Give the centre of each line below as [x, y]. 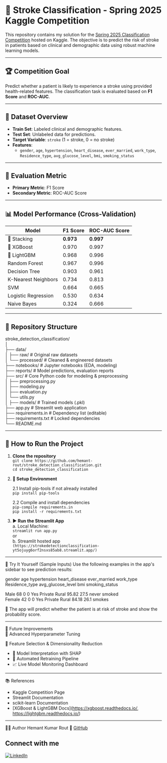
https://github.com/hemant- [64, 461]
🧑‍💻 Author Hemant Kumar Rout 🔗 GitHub [46, 728]
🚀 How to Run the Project [44, 444]
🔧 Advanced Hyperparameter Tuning [43, 634]
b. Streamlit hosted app [36, 541]
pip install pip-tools [36, 493]
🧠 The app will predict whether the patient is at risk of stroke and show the [82, 609]
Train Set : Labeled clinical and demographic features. [67, 129]
